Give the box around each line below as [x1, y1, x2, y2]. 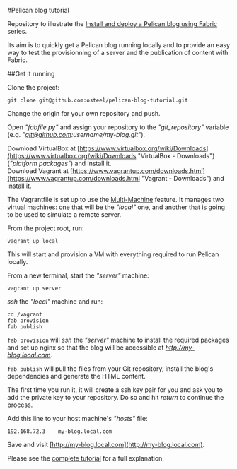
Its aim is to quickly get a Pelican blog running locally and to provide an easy [7, 41, 231, 49]
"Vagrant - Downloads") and [141, 174, 224, 182]
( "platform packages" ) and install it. [7, 159, 112, 167]
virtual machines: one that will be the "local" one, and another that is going [7, 203, 225, 211]
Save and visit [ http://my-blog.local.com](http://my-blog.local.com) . [7, 441, 205, 449]
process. [7, 400, 33, 409]
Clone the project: [7, 83, 60, 91]
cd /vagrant [7, 311, 42, 318]
